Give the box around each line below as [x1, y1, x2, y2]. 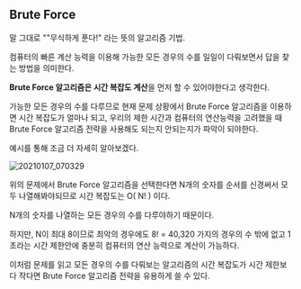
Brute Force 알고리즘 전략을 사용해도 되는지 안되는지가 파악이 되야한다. [9, 123, 259, 134]
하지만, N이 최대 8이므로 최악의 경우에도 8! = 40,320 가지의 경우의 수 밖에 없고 [9, 229, 286, 239]
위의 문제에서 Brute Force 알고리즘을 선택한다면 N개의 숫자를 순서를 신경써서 [9, 179, 279, 190]
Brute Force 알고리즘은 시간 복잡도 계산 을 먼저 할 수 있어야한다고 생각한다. [9, 81, 270, 93]
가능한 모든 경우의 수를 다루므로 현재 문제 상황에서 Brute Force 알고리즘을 [9, 101, 268, 112]
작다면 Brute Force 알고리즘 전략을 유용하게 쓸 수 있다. [18, 270, 210, 281]
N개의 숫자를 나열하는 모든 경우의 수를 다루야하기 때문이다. [9, 209, 215, 220]
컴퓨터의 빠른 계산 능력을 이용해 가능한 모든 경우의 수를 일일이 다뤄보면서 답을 [9, 51, 280, 62]
